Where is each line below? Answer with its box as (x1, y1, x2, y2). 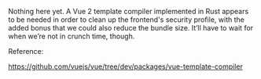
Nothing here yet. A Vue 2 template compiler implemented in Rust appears (8, 7, 249, 16)
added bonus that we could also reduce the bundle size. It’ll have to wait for (8, 23, 254, 32)
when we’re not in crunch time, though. (8, 31, 135, 41)
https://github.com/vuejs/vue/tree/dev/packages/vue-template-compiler (8, 62, 244, 71)
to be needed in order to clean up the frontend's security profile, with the (8, 15, 245, 24)
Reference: (8, 47, 44, 56)
